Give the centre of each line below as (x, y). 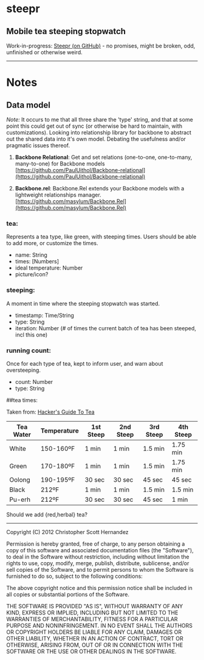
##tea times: (22, 400)
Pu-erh (20, 499)
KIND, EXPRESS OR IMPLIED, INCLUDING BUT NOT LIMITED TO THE (92, 613)
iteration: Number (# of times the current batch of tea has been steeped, (105, 328)
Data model (28, 105)
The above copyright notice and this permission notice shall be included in (99, 588)
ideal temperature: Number (49, 268)
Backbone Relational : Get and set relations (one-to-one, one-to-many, (104, 157)
